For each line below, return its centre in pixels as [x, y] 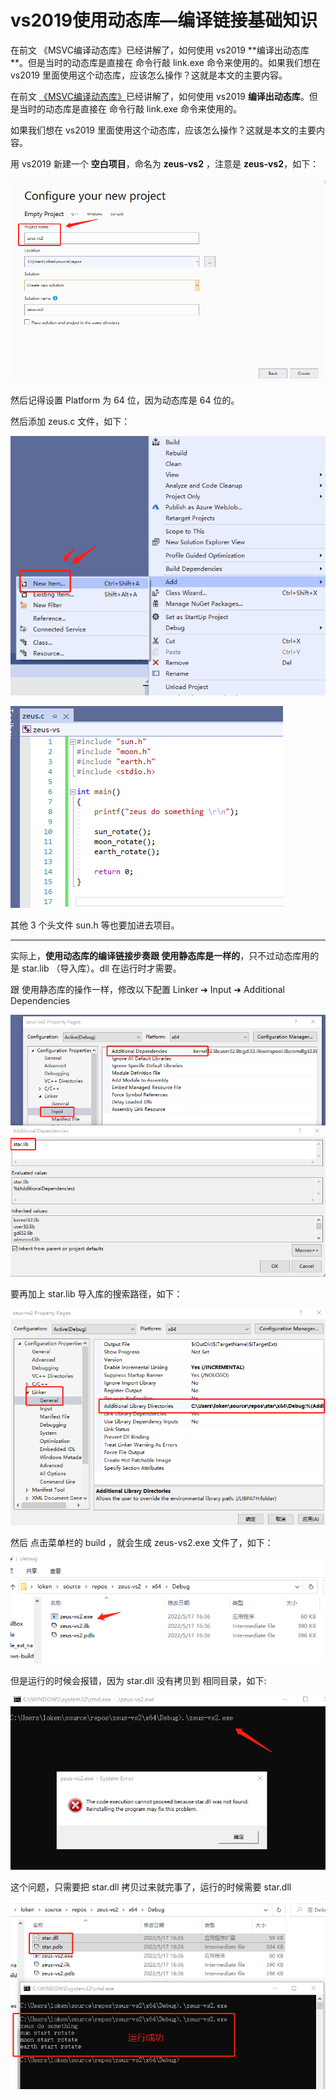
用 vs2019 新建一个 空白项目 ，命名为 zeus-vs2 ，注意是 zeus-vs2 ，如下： [165, 163]
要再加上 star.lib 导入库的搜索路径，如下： [96, 1293]
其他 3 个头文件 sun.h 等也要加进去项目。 [95, 925]
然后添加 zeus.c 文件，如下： [70, 422]
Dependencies [40, 1001]
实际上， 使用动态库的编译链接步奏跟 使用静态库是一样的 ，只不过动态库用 [160, 956]
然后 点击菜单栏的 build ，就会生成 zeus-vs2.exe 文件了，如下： [142, 1542]
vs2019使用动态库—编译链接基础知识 [164, 20]
